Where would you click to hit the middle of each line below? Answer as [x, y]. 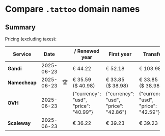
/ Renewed [87, 51]
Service [22, 54]
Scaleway [19, 123]
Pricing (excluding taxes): [31, 39]
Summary [20, 27]
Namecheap [22, 83]
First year [120, 54]
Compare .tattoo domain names [72, 9]
